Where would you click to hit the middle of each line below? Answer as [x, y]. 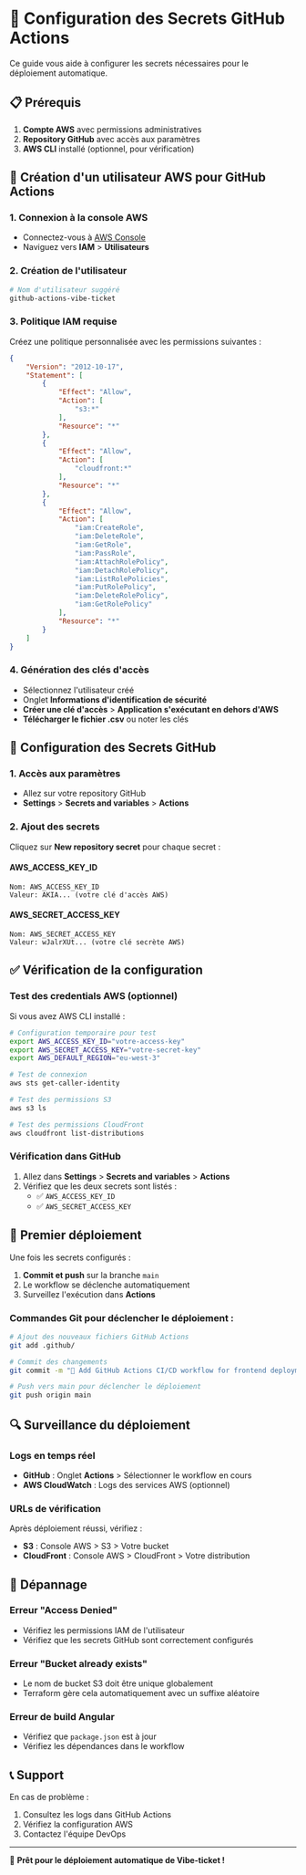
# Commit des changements [58, 1362]
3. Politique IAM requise [63, 321]
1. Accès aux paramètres [65, 774]
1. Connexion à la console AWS [79, 218]
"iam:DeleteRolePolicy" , [122, 596]
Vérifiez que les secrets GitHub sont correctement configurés [138, 1640]
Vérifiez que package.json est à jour [89, 1736]
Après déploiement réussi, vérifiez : [76, 1528]
